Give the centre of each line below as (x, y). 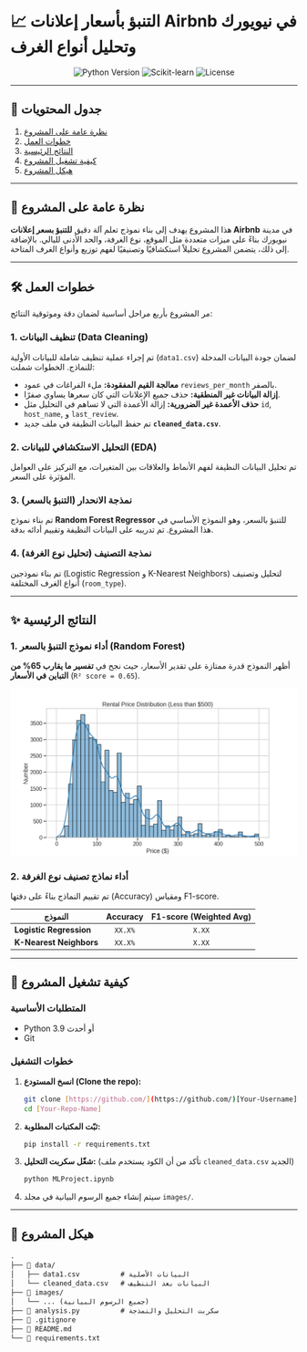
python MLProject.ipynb (69, 1180)
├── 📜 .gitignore (43, 1320)
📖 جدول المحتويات (56, 109)
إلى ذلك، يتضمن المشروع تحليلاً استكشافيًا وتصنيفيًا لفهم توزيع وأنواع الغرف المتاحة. (150, 249)
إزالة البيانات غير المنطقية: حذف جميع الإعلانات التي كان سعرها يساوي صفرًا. (152, 394)
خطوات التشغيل (42, 1061)
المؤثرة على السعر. (43, 476)
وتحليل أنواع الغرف (73, 47)
